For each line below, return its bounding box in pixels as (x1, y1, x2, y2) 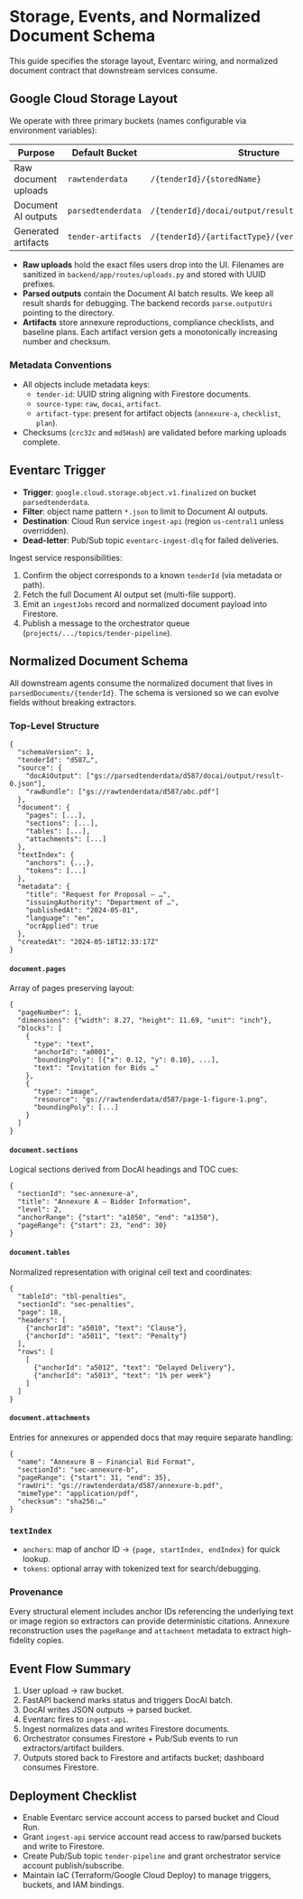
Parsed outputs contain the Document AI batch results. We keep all (22, 287, 274, 299)
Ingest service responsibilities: (9, 552, 123, 563)
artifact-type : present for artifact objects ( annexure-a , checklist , (35, 408, 281, 419)
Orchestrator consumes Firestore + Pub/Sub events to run (22, 1733, 239, 1745)
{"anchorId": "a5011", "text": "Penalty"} (25, 1331, 188, 1341)
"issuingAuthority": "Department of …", (25, 897, 179, 907)
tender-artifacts (67, 231, 142, 241)
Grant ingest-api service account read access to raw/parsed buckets (22, 1831, 282, 1842)
